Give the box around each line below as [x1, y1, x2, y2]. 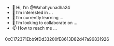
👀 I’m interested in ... [12, 10, 53, 15]
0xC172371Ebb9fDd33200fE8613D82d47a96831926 [5, 36, 110, 42]
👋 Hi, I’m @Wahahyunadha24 [12, 5, 71, 10]
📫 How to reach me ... [12, 25, 57, 31]
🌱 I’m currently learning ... [12, 15, 64, 20]
